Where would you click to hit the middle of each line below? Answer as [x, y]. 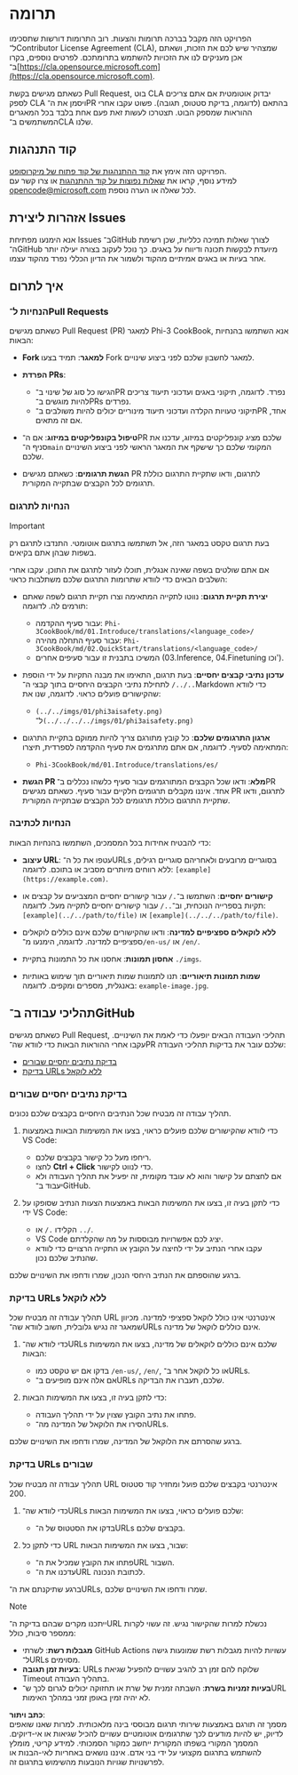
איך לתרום [36, 286]
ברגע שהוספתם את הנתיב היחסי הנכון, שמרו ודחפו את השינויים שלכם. [125, 1274]
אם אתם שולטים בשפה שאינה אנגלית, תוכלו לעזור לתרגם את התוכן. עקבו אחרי [139, 569]
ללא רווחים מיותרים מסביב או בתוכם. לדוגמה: [98, 869]
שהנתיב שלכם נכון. [67, 1257]
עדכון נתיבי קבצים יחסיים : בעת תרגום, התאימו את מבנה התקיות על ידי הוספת [153, 674]
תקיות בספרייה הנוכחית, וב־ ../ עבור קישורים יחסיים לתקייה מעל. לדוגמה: [144, 905]
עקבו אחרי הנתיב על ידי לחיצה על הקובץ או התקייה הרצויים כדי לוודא [149, 1248]
